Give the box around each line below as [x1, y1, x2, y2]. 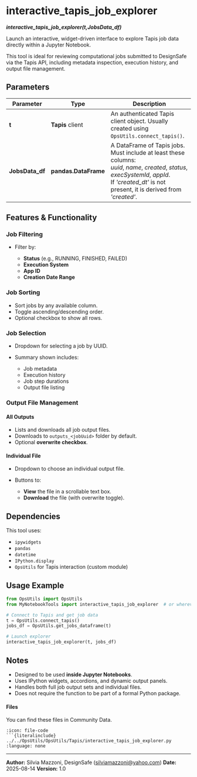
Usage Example [6, 581, 64, 591]
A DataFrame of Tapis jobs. [110, 141, 185, 149]
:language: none [6, 743, 46, 749]
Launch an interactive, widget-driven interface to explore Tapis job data [6, 35, 179, 42]
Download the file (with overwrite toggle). [23, 494, 125, 501]
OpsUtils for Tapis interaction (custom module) [14, 563, 128, 571]
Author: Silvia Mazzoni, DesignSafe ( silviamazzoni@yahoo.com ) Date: [6, 759, 177, 766]
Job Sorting [6, 288, 40, 296]
